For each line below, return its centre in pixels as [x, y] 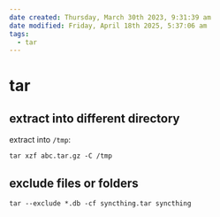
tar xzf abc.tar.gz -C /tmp [61, 156]
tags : [19, 34]
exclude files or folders [74, 183]
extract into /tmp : [40, 140]
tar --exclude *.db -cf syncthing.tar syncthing [100, 204]
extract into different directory [95, 118]
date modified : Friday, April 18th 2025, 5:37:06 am [108, 26]
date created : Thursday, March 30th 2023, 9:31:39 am [110, 17]
